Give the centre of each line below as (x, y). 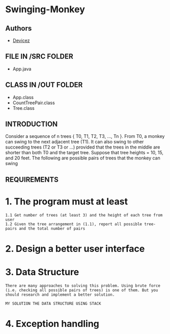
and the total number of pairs (52, 228)
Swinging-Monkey (45, 9)
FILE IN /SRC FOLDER (39, 56)
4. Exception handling (52, 324)
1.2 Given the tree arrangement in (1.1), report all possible (74, 224)
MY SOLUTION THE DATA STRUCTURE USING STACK (53, 303)
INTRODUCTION (32, 124)
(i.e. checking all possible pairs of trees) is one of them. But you (82, 290)
